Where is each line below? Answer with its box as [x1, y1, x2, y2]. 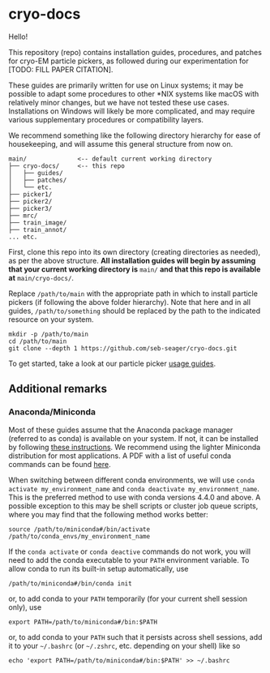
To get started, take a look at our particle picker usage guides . [8, 358, 216, 368]
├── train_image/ [8, 218, 67, 227]
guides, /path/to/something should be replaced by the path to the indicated [8, 306, 261, 315]
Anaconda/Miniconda [8, 406, 96, 418]
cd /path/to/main [8, 337, 67, 345]
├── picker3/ [8, 204, 53, 212]
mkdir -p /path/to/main [8, 330, 89, 338]
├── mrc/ [8, 212, 38, 220]
